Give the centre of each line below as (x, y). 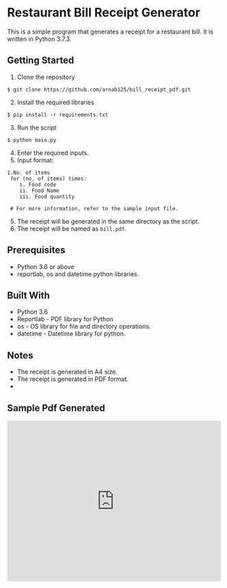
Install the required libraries (55, 102)
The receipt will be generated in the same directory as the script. (108, 221)
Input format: (35, 160)
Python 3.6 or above (45, 267)
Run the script (37, 127)
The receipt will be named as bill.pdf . (71, 228)
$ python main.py (32, 140)
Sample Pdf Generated (56, 408)
